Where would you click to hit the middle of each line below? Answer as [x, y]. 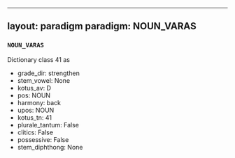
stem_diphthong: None [50, 147]
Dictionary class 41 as [38, 59]
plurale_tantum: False [48, 125]
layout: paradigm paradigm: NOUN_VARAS [102, 26]
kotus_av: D [34, 88]
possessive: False [43, 139]
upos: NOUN [36, 110]
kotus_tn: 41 [35, 117]
